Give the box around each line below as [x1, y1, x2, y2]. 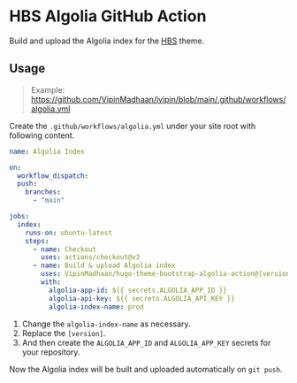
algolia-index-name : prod [48, 303, 144, 311]
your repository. [21, 347, 80, 357]
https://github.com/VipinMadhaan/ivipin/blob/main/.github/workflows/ [30, 94, 286, 104]
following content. [9, 130, 75, 141]
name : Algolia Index [9, 147, 86, 156]
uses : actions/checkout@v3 [41, 253, 141, 262]
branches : [25, 188, 62, 196]
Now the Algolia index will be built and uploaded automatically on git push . [9, 364, 283, 374]
